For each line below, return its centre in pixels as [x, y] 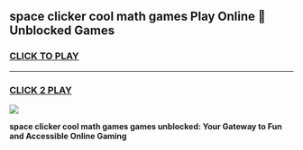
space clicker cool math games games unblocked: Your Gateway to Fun [146, 126]
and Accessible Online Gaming [68, 136]
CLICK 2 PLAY [41, 90]
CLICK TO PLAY [44, 57]
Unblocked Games [62, 31]
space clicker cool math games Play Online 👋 [138, 17]
